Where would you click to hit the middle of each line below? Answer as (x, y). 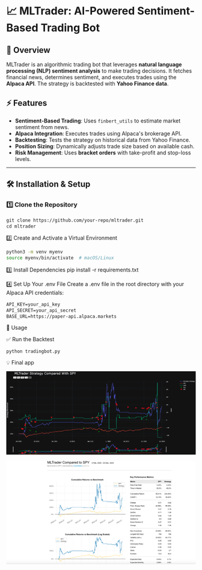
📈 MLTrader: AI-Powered (71, 11)
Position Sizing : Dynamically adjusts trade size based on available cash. (105, 146)
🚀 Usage (17, 328)
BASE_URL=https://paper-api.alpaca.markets (62, 317)
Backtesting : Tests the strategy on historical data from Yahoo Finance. (103, 140)
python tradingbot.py (33, 351)
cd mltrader (21, 226)
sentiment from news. (42, 127)
